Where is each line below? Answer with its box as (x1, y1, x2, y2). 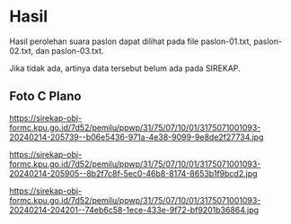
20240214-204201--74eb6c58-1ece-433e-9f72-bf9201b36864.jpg (9, 204, 259, 215)
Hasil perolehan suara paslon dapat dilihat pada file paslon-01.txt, (9, 36, 252, 47)
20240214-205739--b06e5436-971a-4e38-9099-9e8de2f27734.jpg (9, 132, 264, 142)
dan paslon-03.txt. (35, 45, 104, 56)
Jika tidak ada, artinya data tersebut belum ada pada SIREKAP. (9, 63, 241, 73)
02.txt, (9, 45, 34, 56)
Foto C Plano (9, 89, 82, 104)
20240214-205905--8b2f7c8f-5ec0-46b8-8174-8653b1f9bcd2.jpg (9, 168, 258, 178)
